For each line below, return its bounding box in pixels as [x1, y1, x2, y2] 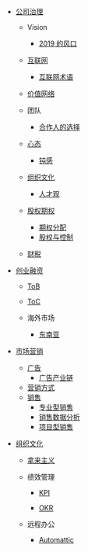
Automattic [38, 535, 74, 544]
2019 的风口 [38, 39, 78, 48]
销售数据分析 [38, 412, 80, 421]
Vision [26, 23, 48, 31]
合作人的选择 [38, 123, 80, 131]
